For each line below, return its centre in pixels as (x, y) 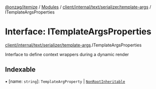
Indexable (20, 70)
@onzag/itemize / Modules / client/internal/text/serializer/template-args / (78, 7)
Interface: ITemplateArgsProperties (78, 32)
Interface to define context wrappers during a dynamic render (67, 54)
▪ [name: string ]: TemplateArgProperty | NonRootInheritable (65, 81)
